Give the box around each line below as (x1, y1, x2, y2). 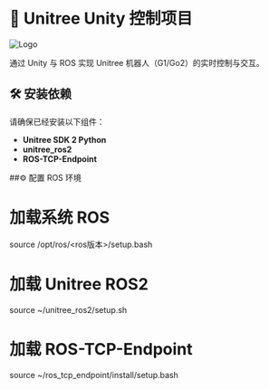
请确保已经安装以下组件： (9, 116, 105, 127)
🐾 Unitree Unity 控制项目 (9, 8, 193, 29)
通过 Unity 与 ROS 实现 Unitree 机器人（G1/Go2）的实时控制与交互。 (9, 57, 264, 68)
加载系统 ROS (9, 207, 110, 227)
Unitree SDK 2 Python (22, 134, 107, 145)
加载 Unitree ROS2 (9, 273, 149, 294)
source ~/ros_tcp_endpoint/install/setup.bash (9, 369, 179, 380)
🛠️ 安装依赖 (9, 87, 72, 102)
